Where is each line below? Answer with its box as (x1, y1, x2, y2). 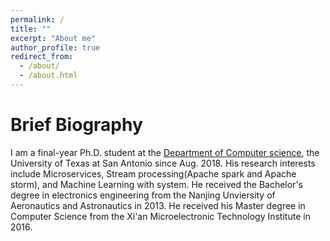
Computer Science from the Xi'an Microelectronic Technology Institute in (10, 210, 311, 222)
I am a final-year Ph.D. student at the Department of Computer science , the (10, 146, 320, 158)
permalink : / (10, 14, 65, 25)
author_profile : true (10, 42, 101, 53)
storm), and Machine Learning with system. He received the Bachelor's (10, 178, 303, 190)
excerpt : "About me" (10, 33, 97, 43)
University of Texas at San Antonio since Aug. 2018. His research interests (10, 157, 316, 169)
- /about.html (19, 71, 78, 81)
